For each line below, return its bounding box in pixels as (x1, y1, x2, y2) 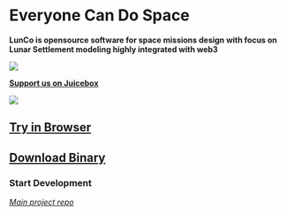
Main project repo (9, 197, 74, 208)
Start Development (9, 176, 93, 189)
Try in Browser (9, 120, 92, 135)
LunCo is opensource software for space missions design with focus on (9, 35, 278, 45)
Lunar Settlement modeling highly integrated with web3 (9, 43, 218, 54)
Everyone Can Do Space (9, 5, 190, 26)
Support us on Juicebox (9, 77, 99, 89)
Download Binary (9, 150, 106, 165)
